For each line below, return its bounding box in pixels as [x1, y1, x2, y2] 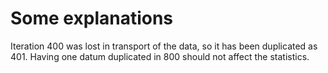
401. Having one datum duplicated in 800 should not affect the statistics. [10, 50, 310, 62]
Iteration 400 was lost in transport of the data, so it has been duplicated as [10, 40, 318, 52]
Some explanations [10, 7, 174, 30]
